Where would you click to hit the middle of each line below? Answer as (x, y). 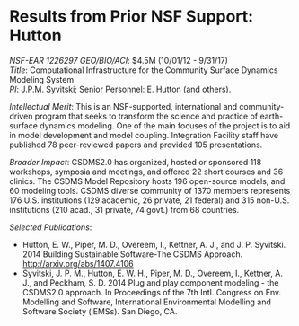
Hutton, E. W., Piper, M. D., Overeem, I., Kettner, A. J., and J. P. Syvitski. (154, 244)
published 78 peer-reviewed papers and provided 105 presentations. (136, 145)
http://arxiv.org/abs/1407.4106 (78, 263)
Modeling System (42, 79)
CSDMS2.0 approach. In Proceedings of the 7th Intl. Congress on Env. (152, 292)
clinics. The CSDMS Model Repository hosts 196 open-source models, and (147, 181)
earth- (272, 116)
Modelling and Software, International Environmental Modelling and (147, 302)
